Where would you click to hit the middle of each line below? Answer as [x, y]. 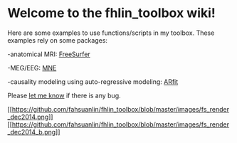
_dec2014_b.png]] [34, 132]
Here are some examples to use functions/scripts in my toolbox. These [111, 33]
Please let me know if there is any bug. [64, 95]
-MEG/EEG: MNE [32, 68]
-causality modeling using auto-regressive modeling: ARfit [93, 81]
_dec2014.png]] [30, 117]
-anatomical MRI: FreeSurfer [49, 54]
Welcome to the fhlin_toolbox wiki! [111, 13]
